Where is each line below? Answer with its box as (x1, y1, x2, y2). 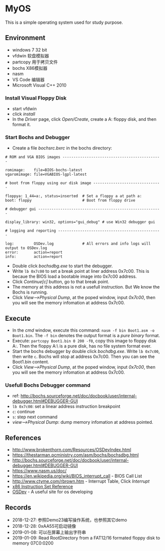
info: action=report (5, 254, 63, 259)
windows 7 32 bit (12, 47, 47, 52)
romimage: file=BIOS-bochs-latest (5, 168, 83, 173)
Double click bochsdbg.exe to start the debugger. (12, 263, 113, 269)
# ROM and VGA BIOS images (5, 154, 61, 160)
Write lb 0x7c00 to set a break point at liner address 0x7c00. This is (12, 268, 149, 274)
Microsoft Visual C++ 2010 (12, 82, 66, 88)
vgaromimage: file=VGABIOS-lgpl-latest (5, 172, 87, 177)
